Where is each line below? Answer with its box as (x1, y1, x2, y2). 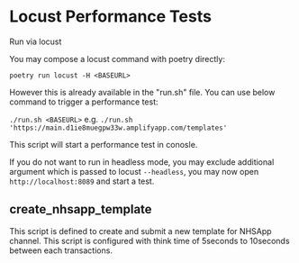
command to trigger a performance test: (9, 96, 159, 107)
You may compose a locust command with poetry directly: (9, 53, 225, 64)
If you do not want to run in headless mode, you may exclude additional (9, 156, 275, 168)
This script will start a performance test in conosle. (9, 139, 198, 150)
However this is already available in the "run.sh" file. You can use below (9, 86, 276, 97)
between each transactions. (9, 245, 113, 256)
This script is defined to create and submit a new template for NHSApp (9, 225, 272, 236)
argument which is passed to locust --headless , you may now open (9, 166, 259, 177)
